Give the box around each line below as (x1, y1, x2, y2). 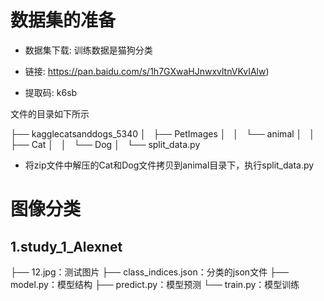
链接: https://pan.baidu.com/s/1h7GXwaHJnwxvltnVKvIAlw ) (24, 65, 270, 77)
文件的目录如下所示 (10, 107, 90, 120)
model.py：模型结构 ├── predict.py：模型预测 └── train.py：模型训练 (10, 278, 300, 290)
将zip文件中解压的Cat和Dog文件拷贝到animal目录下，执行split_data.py (24, 159, 315, 171)
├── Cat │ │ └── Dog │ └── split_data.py (10, 138, 201, 150)
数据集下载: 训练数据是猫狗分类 (24, 44, 153, 56)
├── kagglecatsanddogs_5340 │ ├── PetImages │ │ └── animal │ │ (10, 127, 315, 140)
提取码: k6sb (24, 86, 78, 98)
